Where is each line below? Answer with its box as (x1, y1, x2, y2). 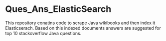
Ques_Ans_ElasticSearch (5, 3, 112, 15)
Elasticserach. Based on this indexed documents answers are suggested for (5, 25, 161, 31)
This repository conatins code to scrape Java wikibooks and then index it (5, 20, 156, 26)
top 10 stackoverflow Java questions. (5, 30, 82, 36)
